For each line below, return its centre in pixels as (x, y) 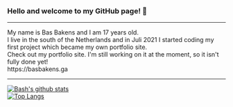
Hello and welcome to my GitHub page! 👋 (77, 11)
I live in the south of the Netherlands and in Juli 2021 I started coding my (111, 40)
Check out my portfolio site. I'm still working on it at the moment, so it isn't (113, 55)
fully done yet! (28, 62)
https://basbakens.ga (37, 69)
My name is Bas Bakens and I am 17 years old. (73, 32)
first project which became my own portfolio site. (77, 47)
